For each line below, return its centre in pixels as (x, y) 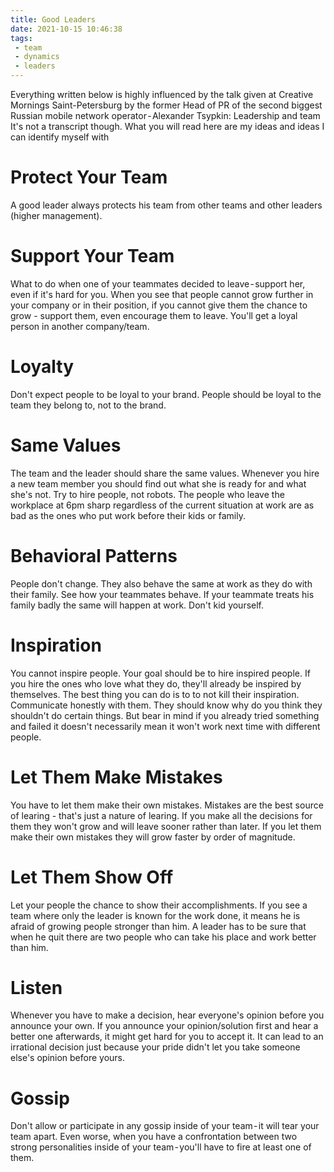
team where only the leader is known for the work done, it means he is (155, 915)
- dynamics (37, 57)
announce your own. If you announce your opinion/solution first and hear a (164, 1026)
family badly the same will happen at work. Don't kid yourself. (137, 605)
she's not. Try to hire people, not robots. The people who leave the (147, 494)
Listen (36, 987)
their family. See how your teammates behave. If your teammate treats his (162, 594)
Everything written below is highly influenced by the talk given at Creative (162, 94)
